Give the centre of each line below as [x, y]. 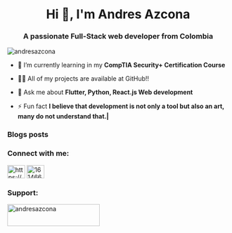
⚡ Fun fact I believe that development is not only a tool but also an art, [121, 106]
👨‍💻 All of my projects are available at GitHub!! [83, 79]
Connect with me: [38, 154]
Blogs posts [28, 135]
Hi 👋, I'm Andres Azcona [118, 14]
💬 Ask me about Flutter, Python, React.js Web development [105, 92]
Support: [23, 192]
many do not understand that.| [63, 116]
